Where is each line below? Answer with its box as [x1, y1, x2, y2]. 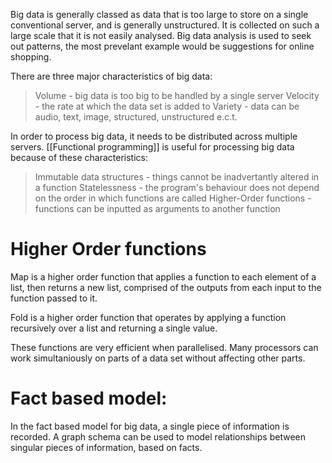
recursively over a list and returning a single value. [10, 322, 218, 334]
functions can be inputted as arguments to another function [34, 203, 281, 214]
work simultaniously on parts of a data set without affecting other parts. [10, 352, 306, 364]
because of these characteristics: [10, 152, 148, 163]
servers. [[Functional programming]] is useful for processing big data [10, 141, 295, 153]
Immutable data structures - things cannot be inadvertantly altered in [34, 171, 320, 183]
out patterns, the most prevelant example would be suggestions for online [10, 40, 315, 52]
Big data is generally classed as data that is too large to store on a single [10, 9, 309, 20]
